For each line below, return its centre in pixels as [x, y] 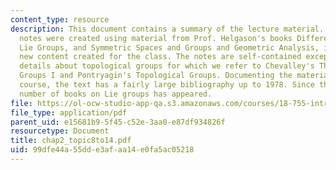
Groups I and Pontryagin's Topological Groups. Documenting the [156, 76]
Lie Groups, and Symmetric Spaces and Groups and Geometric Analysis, [169, 47]
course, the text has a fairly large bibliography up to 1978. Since [167, 85]
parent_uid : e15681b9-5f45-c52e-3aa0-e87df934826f [118, 122]
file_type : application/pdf [69, 112]
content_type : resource [60, 19]
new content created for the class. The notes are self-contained [160, 57]
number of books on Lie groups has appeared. [116, 94]
